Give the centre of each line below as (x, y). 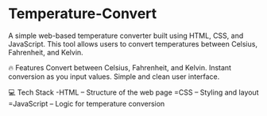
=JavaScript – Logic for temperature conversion (87, 103)
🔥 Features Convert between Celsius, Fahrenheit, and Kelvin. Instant (120, 67)
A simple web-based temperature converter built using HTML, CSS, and (126, 36)
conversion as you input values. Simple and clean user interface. (114, 77)
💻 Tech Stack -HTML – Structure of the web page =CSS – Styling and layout (133, 92)
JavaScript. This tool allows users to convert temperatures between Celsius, (133, 43)
